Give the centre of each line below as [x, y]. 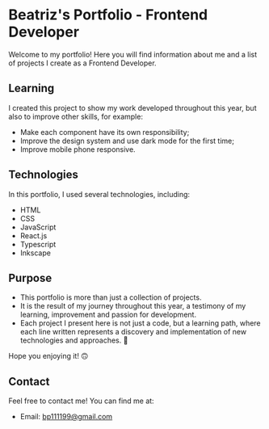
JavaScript [38, 227]
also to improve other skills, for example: [76, 116]
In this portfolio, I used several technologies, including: [99, 194]
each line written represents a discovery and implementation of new [133, 332]
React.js [34, 235]
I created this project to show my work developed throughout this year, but [132, 107]
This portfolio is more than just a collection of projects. [111, 297]
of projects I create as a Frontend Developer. [82, 63]
